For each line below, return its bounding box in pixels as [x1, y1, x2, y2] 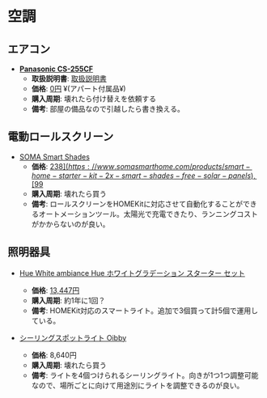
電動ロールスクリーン [7, 130, 114, 144]
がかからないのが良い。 [31, 219, 110, 229]
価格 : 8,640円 [31, 349, 78, 360]
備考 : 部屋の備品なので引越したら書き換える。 [31, 104, 185, 113]
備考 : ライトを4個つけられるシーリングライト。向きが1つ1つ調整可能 [31, 370, 259, 380]
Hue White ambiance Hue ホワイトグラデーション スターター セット [19, 268, 246, 277]
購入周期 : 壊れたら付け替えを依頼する [31, 94, 157, 104]
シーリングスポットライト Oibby [19, 332, 127, 342]
